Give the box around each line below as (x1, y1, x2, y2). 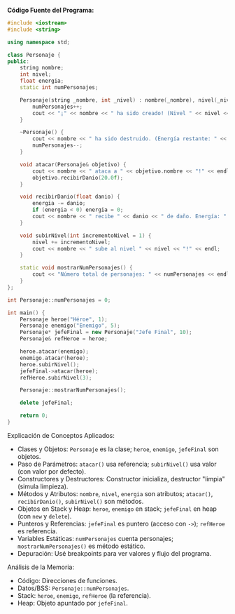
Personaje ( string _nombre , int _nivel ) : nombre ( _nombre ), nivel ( (20, 96, 218, 104)
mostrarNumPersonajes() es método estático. (17, 542, 145, 550)
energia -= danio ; (32, 200, 86, 207)
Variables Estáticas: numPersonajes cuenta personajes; (17, 534, 173, 542)
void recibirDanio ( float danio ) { (20, 193, 120, 201)
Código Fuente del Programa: (7, 6, 94, 14)
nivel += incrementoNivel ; (32, 239, 111, 246)
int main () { (7, 309, 45, 316)
